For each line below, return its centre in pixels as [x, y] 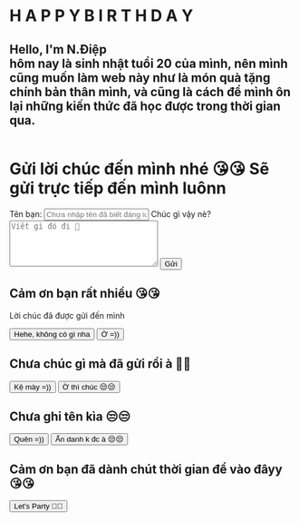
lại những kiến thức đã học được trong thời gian [145, 106]
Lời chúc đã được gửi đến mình [67, 315]
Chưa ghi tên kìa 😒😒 [70, 416]
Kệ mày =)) [33, 387]
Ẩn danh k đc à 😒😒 [89, 440]
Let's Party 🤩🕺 [39, 506]
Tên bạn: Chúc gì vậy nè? [110, 213]
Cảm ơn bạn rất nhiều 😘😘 [85, 294]
